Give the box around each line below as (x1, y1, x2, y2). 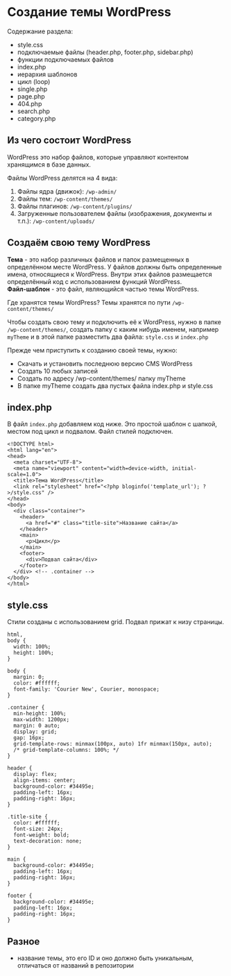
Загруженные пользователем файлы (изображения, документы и (17, 209, 212, 217)
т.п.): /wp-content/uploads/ (17, 217, 96, 225)
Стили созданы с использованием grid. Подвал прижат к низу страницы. (7, 618, 224, 626)
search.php (17, 107, 51, 115)
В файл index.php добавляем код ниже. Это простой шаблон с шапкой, (7, 420, 217, 428)
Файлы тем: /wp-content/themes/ (17, 194, 113, 203)
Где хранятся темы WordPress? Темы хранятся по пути (7, 298, 171, 306)
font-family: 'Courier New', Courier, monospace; (13, 686, 160, 693)
